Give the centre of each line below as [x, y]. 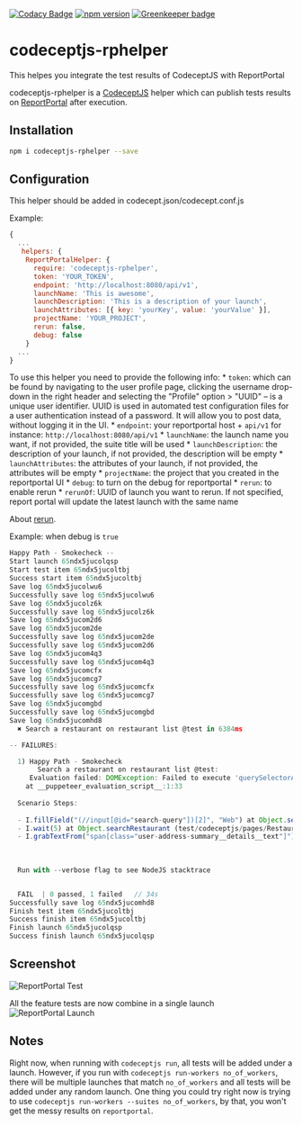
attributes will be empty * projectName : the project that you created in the [144, 473]
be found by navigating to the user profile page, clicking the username [140, 387]
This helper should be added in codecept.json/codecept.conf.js [127, 201]
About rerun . [33, 519]
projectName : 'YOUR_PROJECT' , [89, 319]
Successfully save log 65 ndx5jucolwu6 [82, 595]
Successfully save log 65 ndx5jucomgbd [82, 712]
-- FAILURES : [34, 745]
